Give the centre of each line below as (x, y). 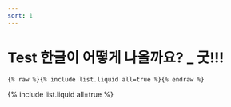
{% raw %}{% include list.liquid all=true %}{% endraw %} (106, 79)
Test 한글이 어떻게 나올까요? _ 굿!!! (116, 57)
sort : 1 (20, 16)
